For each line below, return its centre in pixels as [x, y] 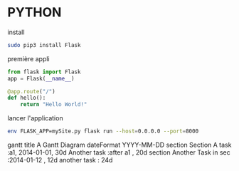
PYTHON [34, 12]
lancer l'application [35, 118]
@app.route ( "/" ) [31, 91]
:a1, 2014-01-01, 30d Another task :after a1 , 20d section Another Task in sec [119, 152]
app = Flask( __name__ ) [41, 78]
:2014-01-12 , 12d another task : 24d [60, 160]
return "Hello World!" [54, 105]
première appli [28, 58]
